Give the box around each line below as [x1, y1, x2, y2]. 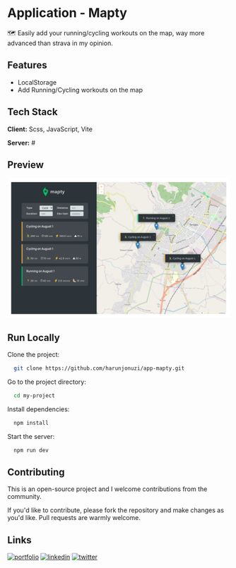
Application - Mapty [7, 5, 127, 21]
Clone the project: [7, 351, 60, 359]
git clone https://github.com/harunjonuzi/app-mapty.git [13, 365, 185, 372]
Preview [7, 159, 45, 171]
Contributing [7, 466, 65, 478]
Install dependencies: [7, 404, 70, 413]
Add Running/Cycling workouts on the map [17, 85, 143, 94]
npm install [13, 419, 49, 426]
